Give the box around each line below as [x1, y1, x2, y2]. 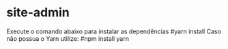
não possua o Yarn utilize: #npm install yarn [6, 34, 129, 42]
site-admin [6, 5, 70, 20]
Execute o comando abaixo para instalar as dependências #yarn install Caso [6, 27, 221, 35]
